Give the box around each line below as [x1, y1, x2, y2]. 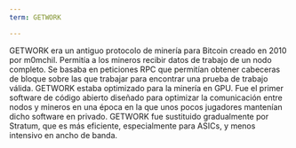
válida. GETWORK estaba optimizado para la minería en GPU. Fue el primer [9, 82, 284, 93]
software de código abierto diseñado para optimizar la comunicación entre [9, 92, 283, 103]
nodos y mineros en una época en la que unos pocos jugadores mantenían [9, 101, 283, 112]
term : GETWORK [9, 12, 62, 22]
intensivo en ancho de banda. [9, 129, 118, 140]
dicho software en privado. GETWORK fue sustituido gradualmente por [9, 111, 269, 121]
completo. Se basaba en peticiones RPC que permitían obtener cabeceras [9, 64, 281, 74]
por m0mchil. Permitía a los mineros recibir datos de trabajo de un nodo [9, 54, 273, 65]
